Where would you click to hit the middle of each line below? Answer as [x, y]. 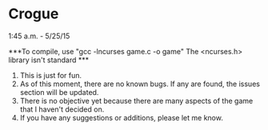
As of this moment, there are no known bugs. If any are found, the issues [140, 84]
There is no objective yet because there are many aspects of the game [136, 100]
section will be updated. [59, 92]
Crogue [34, 14]
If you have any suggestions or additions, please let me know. [122, 117]
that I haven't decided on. [62, 109]
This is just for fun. [51, 75]
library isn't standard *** [49, 60]
